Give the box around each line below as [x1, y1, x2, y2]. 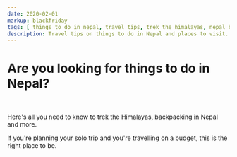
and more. [7, 120, 37, 129]
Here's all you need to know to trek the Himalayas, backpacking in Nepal [7, 112, 219, 121]
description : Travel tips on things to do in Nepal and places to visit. [7, 30, 229, 37]
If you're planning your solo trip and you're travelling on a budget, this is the [7, 134, 228, 142]
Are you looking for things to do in [7, 61, 210, 76]
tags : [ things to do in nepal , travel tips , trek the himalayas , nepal [7, 23, 226, 30]
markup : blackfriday [7, 17, 68, 24]
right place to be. [7, 141, 57, 150]
